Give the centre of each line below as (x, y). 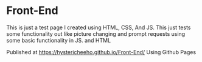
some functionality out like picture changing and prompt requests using (96, 33)
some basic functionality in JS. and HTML (59, 40)
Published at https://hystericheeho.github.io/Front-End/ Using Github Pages (101, 52)
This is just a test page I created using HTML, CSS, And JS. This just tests (99, 27)
